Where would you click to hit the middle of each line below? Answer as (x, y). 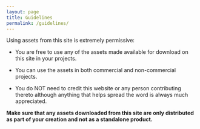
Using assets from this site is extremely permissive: (71, 41)
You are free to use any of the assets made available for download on (102, 52)
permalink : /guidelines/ (38, 23)
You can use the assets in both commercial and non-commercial (95, 70)
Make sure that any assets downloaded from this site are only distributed (100, 113)
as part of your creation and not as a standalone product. (79, 119)
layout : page (23, 12)
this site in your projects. (46, 59)
